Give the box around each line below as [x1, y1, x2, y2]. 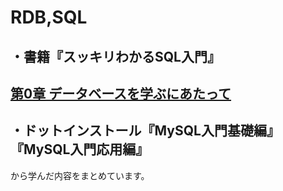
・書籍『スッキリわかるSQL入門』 [10, 48, 221, 65]
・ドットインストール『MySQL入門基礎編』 [10, 122, 280, 140]
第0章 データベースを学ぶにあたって [10, 85, 232, 102]
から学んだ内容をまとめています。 [10, 169, 150, 181]
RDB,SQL [10, 6, 88, 29]
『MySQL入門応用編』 [10, 141, 150, 158]
